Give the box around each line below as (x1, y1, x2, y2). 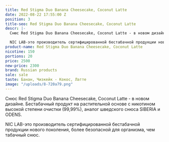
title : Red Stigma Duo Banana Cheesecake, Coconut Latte (5, 7, 127, 13)
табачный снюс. (5, 131, 40, 138)
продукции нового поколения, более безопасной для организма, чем (5, 126, 155, 132)
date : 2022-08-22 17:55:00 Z (5, 12, 66, 17)
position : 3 (5, 17, 30, 22)
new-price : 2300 (5, 63, 39, 68)
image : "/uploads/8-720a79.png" (5, 82, 73, 87)
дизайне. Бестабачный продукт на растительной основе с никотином (5, 101, 155, 107)
